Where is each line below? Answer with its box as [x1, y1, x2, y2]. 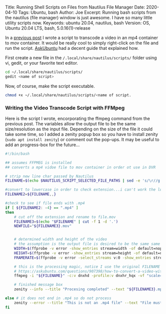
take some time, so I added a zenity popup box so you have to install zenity [5, 131, 158, 137]
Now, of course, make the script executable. [5, 83, 95, 89]
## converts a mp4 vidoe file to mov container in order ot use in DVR [5, 165, 156, 170]
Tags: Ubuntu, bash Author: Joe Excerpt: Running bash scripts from [18, 9, 157, 15]
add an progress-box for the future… [5, 142, 80, 148]
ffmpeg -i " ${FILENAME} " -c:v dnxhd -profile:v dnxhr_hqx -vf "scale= [14, 274, 163, 278]
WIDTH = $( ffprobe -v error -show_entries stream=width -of [14, 246, 136, 251]
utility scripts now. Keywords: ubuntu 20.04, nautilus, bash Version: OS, [5, 20, 151, 26]
